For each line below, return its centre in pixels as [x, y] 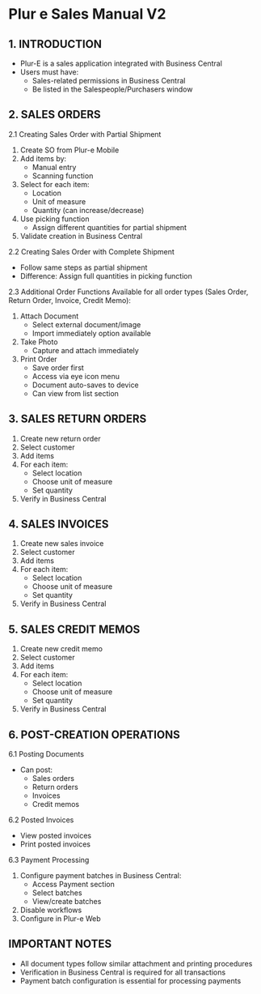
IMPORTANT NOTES [60, 944]
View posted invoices [56, 836]
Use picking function [55, 219]
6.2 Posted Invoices [41, 820]
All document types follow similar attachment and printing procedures [136, 963]
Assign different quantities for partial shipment [109, 227]
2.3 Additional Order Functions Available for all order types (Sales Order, [128, 292]
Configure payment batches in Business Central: [101, 876]
